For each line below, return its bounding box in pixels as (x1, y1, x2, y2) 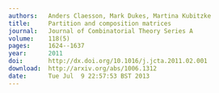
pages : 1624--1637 (8, 42, 85, 50)
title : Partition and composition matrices (8, 19, 172, 27)
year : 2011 (8, 49, 63, 57)
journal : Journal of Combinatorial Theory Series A (8, 27, 194, 35)
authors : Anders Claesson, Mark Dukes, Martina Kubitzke (8, 11, 212, 20)
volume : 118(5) (8, 34, 70, 43)
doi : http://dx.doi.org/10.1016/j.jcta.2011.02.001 (8, 57, 208, 66)
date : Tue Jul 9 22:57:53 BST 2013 (8, 72, 150, 80)
